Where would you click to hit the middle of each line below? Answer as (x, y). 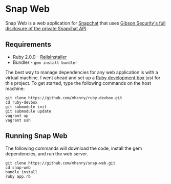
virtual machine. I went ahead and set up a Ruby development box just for (83, 78)
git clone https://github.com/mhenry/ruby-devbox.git (64, 98)
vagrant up (17, 116)
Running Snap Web (36, 136)
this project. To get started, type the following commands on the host (78, 83)
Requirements (28, 45)
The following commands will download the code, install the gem (74, 148)
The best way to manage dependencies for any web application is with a (82, 72)
